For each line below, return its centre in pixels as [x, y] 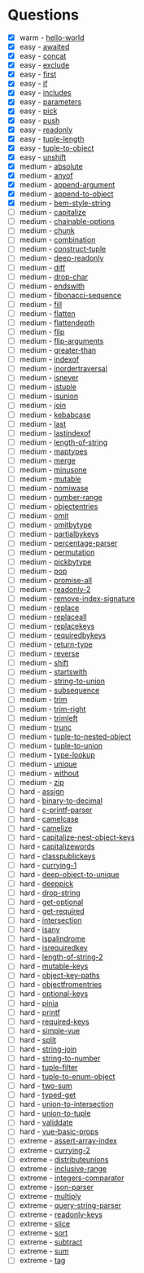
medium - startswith [53, 672]
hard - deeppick [46, 883]
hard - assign [41, 792]
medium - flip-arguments [61, 341]
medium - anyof [46, 175]
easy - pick [38, 111]
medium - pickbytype [55, 562]
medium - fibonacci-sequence [70, 295]
